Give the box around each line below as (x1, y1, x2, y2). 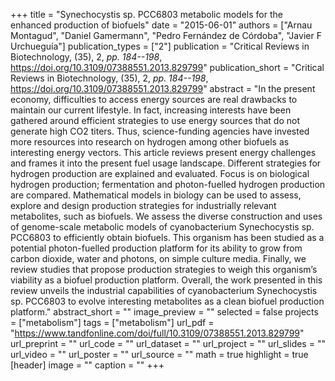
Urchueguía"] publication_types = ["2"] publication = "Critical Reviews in (10, 40, 310, 52)
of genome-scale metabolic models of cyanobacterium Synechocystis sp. (10, 221, 315, 233)
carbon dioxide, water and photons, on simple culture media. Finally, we (10, 253, 307, 264)
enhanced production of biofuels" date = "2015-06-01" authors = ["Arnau (10, 19, 313, 31)
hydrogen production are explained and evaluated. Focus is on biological (10, 168, 310, 179)
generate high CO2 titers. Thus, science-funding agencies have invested (10, 125, 310, 137)
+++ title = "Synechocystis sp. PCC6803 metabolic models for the (10, 9, 283, 20)
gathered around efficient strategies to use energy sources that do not (10, 115, 300, 126)
